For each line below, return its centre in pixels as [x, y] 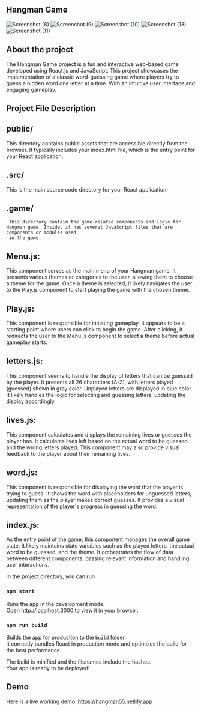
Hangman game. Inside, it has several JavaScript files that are [89, 228]
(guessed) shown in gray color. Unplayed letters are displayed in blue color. [100, 388]
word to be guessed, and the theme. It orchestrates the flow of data [90, 552]
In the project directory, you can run [50, 576]
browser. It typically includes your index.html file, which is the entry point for [101, 150]
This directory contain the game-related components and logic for [95, 222]
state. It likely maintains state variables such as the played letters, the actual [100, 546]
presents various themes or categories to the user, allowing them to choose [100, 277]
